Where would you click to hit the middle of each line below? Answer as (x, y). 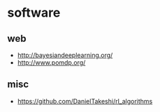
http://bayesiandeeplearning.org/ (65, 55)
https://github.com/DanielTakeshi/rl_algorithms (85, 101)
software (34, 13)
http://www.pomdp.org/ (51, 63)
